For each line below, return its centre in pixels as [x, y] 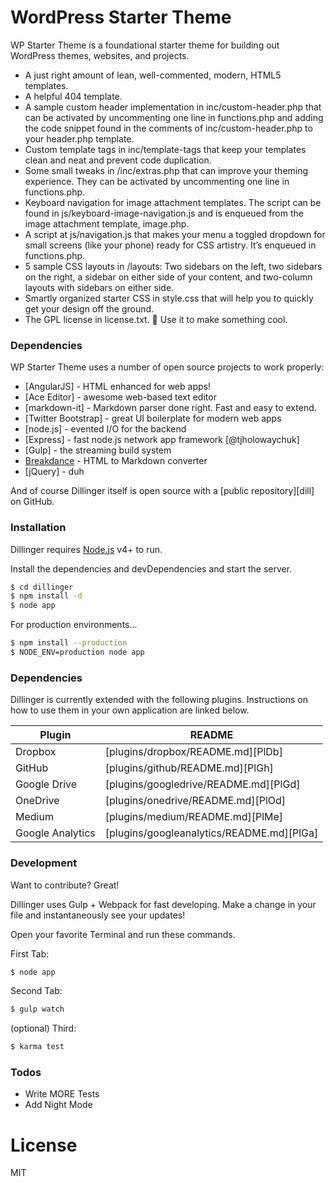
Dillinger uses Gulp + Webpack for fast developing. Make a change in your [163, 904]
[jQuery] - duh [54, 472]
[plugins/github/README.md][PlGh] [189, 768]
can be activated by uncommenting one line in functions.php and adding [174, 117]
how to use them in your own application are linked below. [130, 710]
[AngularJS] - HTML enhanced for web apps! [117, 387]
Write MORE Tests [62, 1094]
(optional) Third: [43, 1028]
